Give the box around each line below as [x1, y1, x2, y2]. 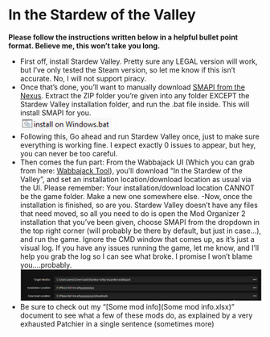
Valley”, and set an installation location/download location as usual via [19, 174, 252, 184]
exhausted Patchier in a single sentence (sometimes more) [19, 319, 215, 329]
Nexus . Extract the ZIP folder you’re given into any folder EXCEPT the [19, 90, 250, 100]
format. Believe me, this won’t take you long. [8, 40, 161, 50]
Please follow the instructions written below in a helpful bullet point [8, 32, 239, 42]
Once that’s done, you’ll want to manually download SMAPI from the [19, 82, 245, 92]
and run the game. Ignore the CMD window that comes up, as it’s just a [19, 234, 255, 243]
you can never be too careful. [19, 148, 118, 158]
